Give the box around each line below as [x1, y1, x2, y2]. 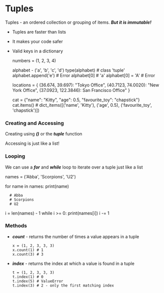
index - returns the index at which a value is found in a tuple [12, 260, 134, 266]
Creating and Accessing [5, 120, 64, 126]
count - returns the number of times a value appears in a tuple [12, 233, 139, 240]
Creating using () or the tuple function [5, 131, 83, 137]
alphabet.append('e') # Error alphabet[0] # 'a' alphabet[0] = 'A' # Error [12, 72, 155, 78]
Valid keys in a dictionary [12, 48, 63, 54]
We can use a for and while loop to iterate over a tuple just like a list [5, 164, 143, 170]
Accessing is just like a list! [5, 140, 60, 146]
